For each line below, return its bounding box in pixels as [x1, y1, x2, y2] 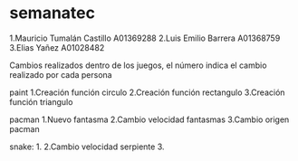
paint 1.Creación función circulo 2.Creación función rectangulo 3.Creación [9, 87, 285, 98]
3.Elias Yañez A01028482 [9, 42, 105, 52]
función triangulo [9, 96, 73, 107]
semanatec [9, 3, 95, 24]
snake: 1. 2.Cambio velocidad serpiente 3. [9, 141, 165, 152]
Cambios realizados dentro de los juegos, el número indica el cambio [9, 60, 267, 71]
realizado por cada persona [9, 69, 112, 80]
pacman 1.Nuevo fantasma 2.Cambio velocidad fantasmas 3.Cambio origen [9, 114, 290, 125]
